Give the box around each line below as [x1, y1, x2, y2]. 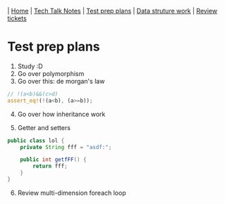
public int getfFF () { [20, 156, 87, 163]
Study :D [17, 62, 44, 70]
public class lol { [7, 137, 65, 144]
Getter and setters [17, 123, 71, 132]
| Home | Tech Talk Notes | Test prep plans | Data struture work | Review [7, 7, 217, 15]
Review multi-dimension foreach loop [17, 189, 126, 197]
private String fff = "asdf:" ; [20, 144, 112, 151]
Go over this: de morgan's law [17, 77, 105, 85]
